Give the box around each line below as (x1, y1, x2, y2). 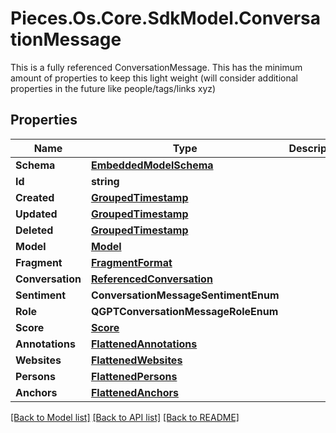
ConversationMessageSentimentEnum (90, 288, 280, 302)
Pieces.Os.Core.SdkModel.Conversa (10, 7, 322, 30)
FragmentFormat (90, 255, 173, 269)
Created (15, 190, 55, 204)
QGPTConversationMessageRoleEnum (90, 304, 279, 318)
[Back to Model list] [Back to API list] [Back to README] (10, 411, 240, 423)
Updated (15, 207, 58, 221)
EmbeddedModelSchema (90, 158, 214, 172)
